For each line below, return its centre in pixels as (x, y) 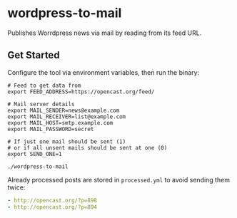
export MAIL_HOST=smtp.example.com (60, 123)
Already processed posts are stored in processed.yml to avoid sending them (119, 180)
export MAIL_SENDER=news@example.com (64, 110)
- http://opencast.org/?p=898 (52, 200)
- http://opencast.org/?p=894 (52, 207)
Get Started (34, 55)
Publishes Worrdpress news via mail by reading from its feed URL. (105, 33)
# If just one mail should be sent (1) (67, 141)
